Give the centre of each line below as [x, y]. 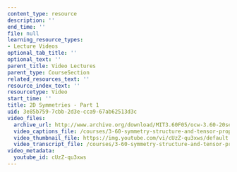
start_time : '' [30, 99]
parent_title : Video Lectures [52, 66]
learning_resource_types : [45, 40]
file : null [23, 33]
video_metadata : [31, 151]
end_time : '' [26, 27]
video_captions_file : [45, 131]
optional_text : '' [34, 60]
